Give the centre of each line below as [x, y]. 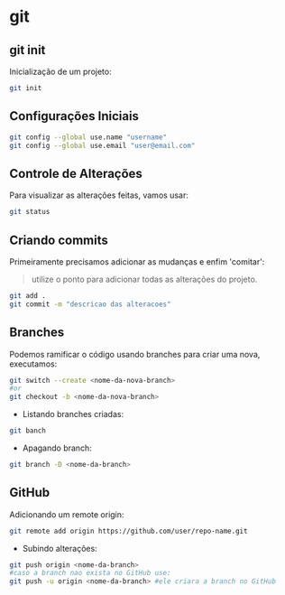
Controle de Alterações [76, 173]
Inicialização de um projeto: [60, 71]
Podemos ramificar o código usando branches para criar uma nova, [135, 354]
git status [30, 212]
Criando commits [59, 240]
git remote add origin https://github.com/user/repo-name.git [129, 531]
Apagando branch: [57, 448]
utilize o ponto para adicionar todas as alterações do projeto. [144, 279]
